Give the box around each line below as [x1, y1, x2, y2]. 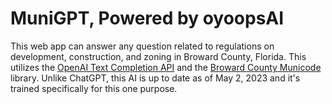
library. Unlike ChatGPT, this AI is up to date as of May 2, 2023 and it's [10, 72, 301, 84]
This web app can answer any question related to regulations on [10, 40, 275, 52]
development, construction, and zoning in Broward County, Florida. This [10, 50, 307, 62]
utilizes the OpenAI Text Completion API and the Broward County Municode [10, 61, 322, 73]
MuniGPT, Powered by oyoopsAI [10, 7, 285, 30]
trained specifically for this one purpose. [10, 82, 178, 94]
